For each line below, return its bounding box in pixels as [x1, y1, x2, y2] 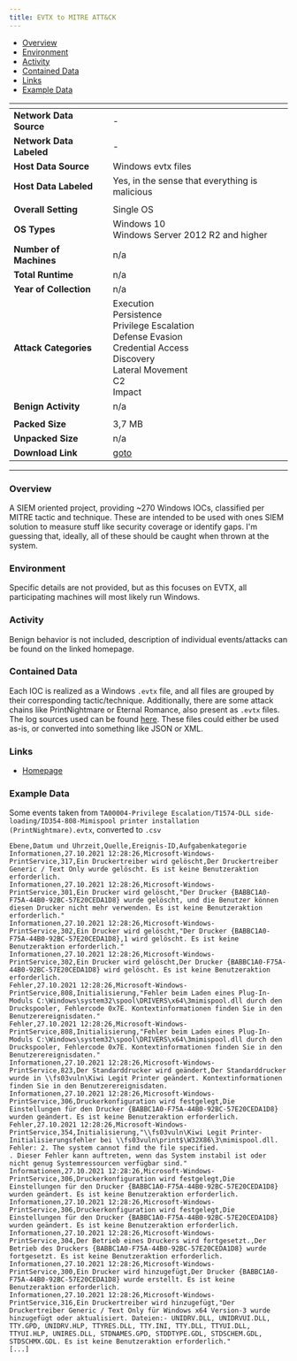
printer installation [119, 817, 200, 826]
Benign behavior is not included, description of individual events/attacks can [9, 634, 288, 644]
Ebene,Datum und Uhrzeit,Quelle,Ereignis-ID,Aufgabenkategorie [9, 842, 247, 850]
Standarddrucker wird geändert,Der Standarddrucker [92, 1066, 287, 1075]
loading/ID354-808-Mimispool [9, 817, 117, 826]
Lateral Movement [112, 364, 188, 376]
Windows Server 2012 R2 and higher [112, 228, 268, 241]
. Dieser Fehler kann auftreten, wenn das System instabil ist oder [9, 1151, 267, 1160]
